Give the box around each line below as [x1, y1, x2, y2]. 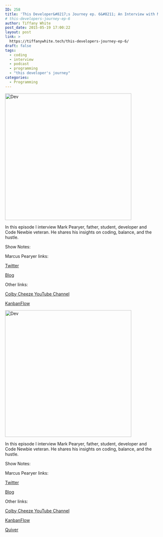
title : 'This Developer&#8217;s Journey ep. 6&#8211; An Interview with [5, 12, 155, 17]
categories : [5, 75, 29, 80]
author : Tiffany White [5, 20, 51, 26]
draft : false [5, 43, 32, 48]
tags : [5, 48, 16, 53]
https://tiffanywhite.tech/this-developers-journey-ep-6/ [9, 39, 130, 44]
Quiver [5, 527, 18, 533]
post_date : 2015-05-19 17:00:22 [5, 25, 70, 30]
